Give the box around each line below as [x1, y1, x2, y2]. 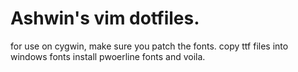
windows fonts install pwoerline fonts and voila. [10, 50, 206, 62]
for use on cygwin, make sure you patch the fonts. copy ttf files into [10, 40, 289, 52]
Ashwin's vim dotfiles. [10, 7, 200, 30]
